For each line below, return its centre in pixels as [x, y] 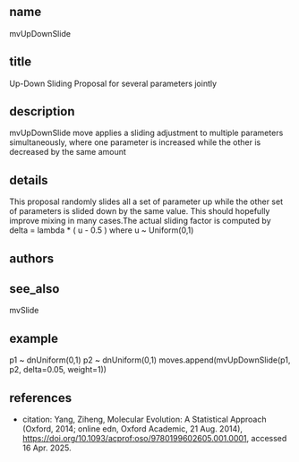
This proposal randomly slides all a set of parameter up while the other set [146, 201]
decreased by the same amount [68, 152]
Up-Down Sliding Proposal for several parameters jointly [113, 83]
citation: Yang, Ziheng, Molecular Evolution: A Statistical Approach [144, 419]
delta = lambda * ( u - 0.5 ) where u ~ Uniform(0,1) [102, 230]
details [29, 180]
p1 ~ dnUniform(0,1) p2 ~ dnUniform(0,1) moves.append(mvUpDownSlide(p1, [150, 360]
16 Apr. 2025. [47, 448]
